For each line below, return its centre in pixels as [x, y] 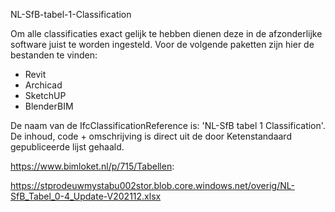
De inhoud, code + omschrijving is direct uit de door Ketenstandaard [151, 136]
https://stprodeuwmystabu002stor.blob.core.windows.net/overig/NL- [152, 185]
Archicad [43, 85]
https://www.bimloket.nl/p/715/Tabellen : [92, 166]
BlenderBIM [49, 106]
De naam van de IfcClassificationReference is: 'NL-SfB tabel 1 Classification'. [168, 125]
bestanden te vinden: [54, 55]
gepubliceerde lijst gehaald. [67, 147]
